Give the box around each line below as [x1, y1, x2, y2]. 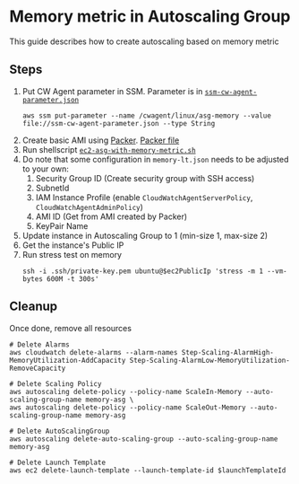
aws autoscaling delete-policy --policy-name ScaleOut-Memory [9, 402, 246, 412]
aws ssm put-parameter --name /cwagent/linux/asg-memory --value [21, 110, 271, 120]
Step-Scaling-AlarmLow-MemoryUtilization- [129, 356, 291, 365]
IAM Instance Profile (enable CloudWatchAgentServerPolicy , [35, 191, 253, 203]
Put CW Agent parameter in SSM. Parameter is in [21, 85, 203, 96]
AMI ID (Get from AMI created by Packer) [35, 211, 188, 222]
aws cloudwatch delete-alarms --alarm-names [9, 348, 178, 356]
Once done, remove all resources [9, 322, 132, 333]
